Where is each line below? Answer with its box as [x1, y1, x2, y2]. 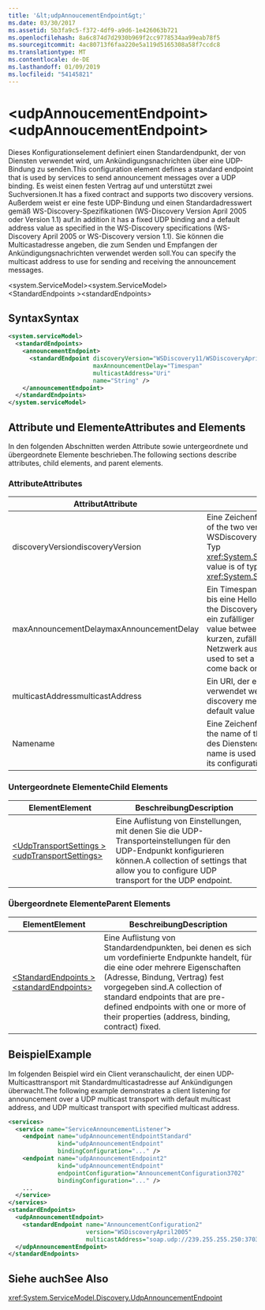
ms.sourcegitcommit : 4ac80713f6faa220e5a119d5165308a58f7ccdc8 [8, 41, 221, 49]
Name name [12, 738, 55, 749]
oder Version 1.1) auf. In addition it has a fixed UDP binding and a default [8, 214, 241, 224]
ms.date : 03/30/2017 [8, 19, 77, 27]
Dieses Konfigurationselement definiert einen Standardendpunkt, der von [8, 147, 246, 157]
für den [203, 835, 231, 846]
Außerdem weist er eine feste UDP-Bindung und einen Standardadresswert [8, 198, 252, 207]
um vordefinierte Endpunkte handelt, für [103, 952, 252, 963]
